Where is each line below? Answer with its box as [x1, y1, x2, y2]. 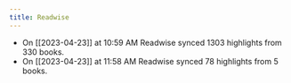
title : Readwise [9, 12, 69, 22]
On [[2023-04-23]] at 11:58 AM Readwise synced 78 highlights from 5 [21, 56, 279, 66]
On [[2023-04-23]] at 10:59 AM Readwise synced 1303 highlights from [21, 37, 282, 48]
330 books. [21, 46, 65, 57]
